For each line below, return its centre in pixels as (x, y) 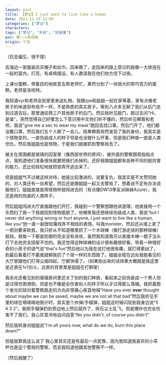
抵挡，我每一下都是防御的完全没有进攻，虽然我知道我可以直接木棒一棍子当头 (83, 236)
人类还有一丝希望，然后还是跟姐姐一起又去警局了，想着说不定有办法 (87, 183)
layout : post (19, 10)
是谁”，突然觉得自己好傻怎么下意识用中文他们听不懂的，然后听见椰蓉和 (78, 119)
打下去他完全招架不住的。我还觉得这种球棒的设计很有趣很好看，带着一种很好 (83, 242)
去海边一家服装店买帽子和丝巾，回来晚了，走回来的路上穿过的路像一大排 (79, 67)
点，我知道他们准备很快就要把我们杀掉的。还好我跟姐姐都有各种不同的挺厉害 (83, 160)
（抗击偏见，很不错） (27, 56)
